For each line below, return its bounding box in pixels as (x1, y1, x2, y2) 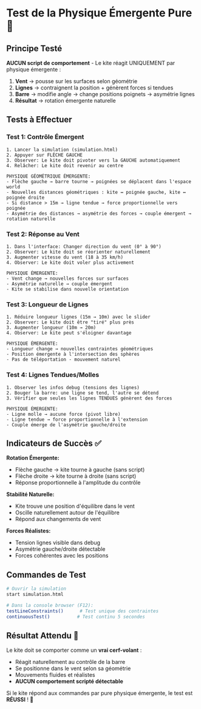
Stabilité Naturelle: (6, 491, 55, 498)
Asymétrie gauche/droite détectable (15, 545, 106, 553)
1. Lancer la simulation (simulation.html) (6, 147, 118, 153)
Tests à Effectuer (6, 114, 72, 125)
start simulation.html (6, 592, 64, 598)
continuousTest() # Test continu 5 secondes (6, 614, 146, 620)
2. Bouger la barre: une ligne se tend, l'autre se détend (6, 390, 159, 396)
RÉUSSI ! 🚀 (6, 696, 34, 704)
